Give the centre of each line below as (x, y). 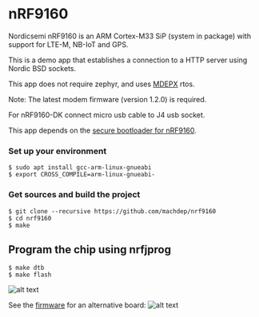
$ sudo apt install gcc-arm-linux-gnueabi (80, 168)
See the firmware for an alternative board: (77, 305)
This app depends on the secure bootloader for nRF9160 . (103, 130)
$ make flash (30, 275)
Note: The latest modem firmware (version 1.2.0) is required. (108, 99)
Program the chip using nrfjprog (90, 250)
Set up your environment (58, 151)
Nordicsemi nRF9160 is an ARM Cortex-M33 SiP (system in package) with (130, 36)
